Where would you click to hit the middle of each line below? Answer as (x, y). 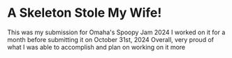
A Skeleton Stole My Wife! (85, 13)
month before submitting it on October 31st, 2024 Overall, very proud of (111, 39)
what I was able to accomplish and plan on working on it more (96, 47)
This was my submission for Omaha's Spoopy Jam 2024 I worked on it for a (116, 32)
